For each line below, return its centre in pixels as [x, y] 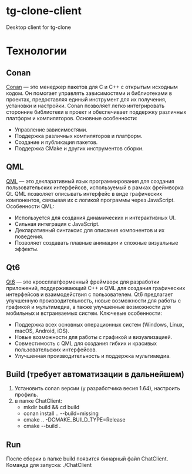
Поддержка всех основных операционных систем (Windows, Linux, [99, 324]
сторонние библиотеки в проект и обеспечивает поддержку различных [96, 112]
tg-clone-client [44, 11]
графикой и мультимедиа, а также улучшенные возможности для [89, 307]
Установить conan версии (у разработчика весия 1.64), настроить [97, 389]
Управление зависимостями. [51, 129]
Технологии [37, 51]
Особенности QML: [30, 206]
